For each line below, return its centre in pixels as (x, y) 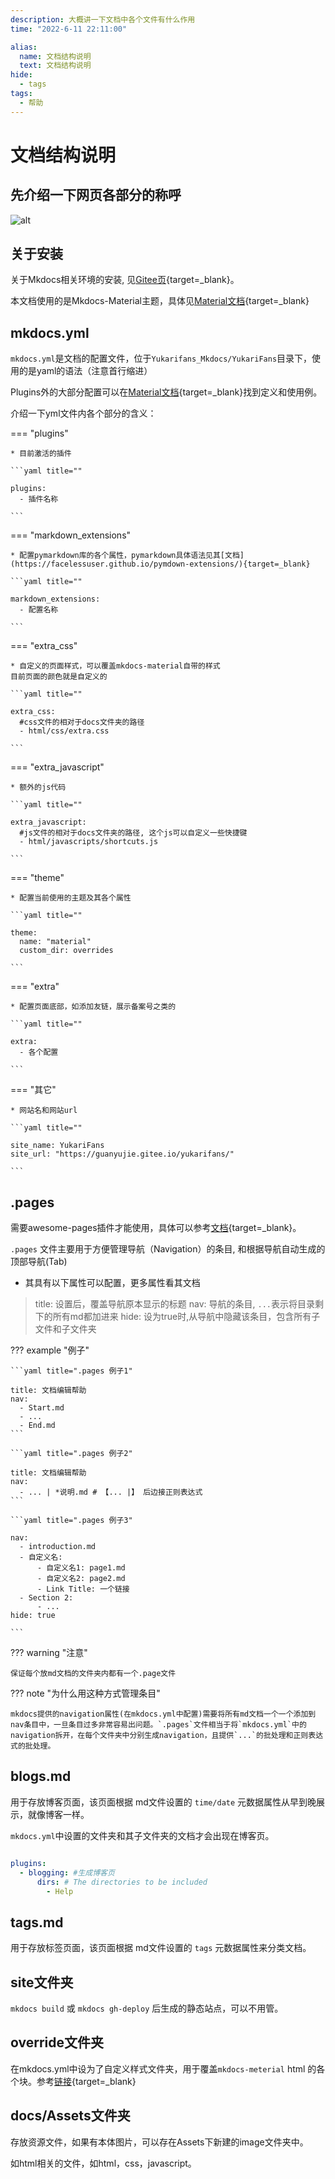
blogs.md (41, 1776)
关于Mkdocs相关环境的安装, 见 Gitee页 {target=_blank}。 (125, 280)
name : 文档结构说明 (55, 56)
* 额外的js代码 (38, 787)
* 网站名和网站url (44, 1111)
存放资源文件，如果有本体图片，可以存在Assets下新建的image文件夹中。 (159, 2142)
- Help (60, 1891)
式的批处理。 (33, 1746)
